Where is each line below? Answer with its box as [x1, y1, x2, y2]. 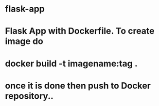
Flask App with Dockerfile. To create [5, 26, 155, 37]
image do [5, 36, 44, 47]
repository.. [5, 91, 53, 101]
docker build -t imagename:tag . [5, 58, 138, 69]
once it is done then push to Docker [5, 80, 151, 91]
